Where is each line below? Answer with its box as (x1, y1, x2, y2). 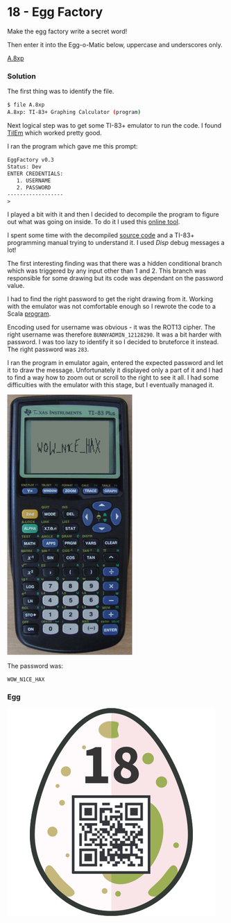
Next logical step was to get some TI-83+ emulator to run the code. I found (7, 121, 222, 129)
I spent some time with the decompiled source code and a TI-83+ (7, 230, 195, 239)
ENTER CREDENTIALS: (7, 170, 64, 177)
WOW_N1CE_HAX (7, 676, 45, 683)
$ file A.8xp (7, 101, 45, 108)
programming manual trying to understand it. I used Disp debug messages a (7, 238, 225, 246)
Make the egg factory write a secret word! (7, 27, 128, 35)
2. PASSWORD (16, 184, 51, 191)
